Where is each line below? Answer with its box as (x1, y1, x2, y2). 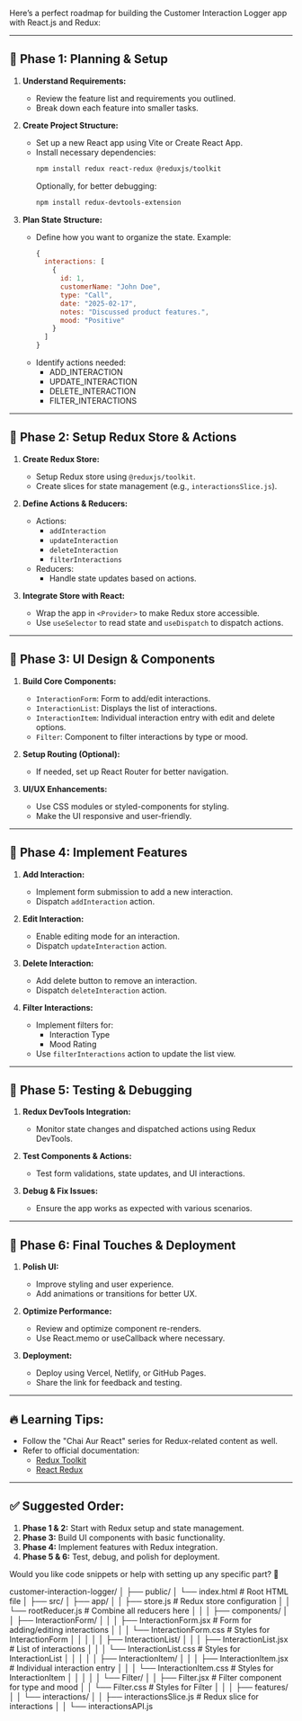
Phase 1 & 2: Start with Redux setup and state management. (22, 1522, 244, 1533)
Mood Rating (49, 1039, 97, 1049)
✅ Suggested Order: (9, 1499, 125, 1514)
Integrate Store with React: (22, 590, 126, 601)
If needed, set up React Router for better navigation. (35, 766, 229, 777)
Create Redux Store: (22, 453, 101, 464)
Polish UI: (22, 1262, 59, 1272)
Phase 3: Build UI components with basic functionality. (22, 1532, 226, 1543)
